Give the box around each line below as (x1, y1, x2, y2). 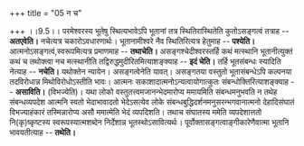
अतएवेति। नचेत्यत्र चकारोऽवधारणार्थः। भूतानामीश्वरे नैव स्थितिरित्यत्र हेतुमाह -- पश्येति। (9, 36, 256, 46)
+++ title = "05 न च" (9, 8, 82, 18)
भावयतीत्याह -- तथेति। (9, 127, 77, 138)
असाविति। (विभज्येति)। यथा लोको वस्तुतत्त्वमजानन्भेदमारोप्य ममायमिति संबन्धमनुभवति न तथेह (14, 87, 278, 97)
